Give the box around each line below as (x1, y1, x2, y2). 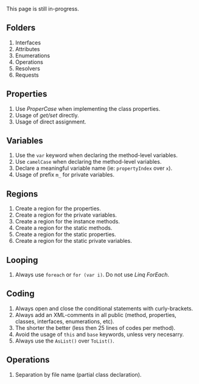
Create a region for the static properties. (15, 231, 117, 238)
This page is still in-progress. (6, 5, 79, 12)
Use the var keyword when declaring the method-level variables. (15, 152, 178, 159)
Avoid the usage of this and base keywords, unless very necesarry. (15, 330, 184, 338)
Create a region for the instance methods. (15, 218, 120, 225)
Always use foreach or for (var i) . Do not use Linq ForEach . (15, 271, 169, 279)
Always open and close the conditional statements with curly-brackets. (15, 304, 194, 312)
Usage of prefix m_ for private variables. (15, 171, 114, 178)
